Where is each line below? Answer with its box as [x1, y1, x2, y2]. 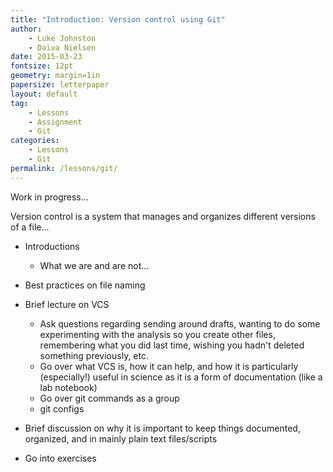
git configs [39, 402, 85, 415]
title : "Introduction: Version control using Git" [10, 14, 226, 25]
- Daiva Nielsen [28, 42, 97, 53]
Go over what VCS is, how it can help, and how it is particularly [39, 360, 299, 372]
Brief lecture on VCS [24, 298, 110, 310]
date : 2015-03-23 [10, 52, 83, 62]
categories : [10, 136, 60, 146]
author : [10, 24, 43, 34]
